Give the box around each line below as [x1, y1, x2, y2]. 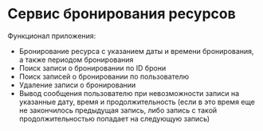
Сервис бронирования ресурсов [7, 5, 236, 23]
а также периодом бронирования [18, 55, 134, 64]
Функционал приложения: [7, 31, 96, 40]
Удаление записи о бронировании [18, 80, 136, 90]
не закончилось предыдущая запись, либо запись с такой [18, 105, 218, 115]
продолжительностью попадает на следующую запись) [18, 114, 210, 123]
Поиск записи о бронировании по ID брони [18, 63, 167, 72]
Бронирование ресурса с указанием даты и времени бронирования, [18, 46, 254, 56]
